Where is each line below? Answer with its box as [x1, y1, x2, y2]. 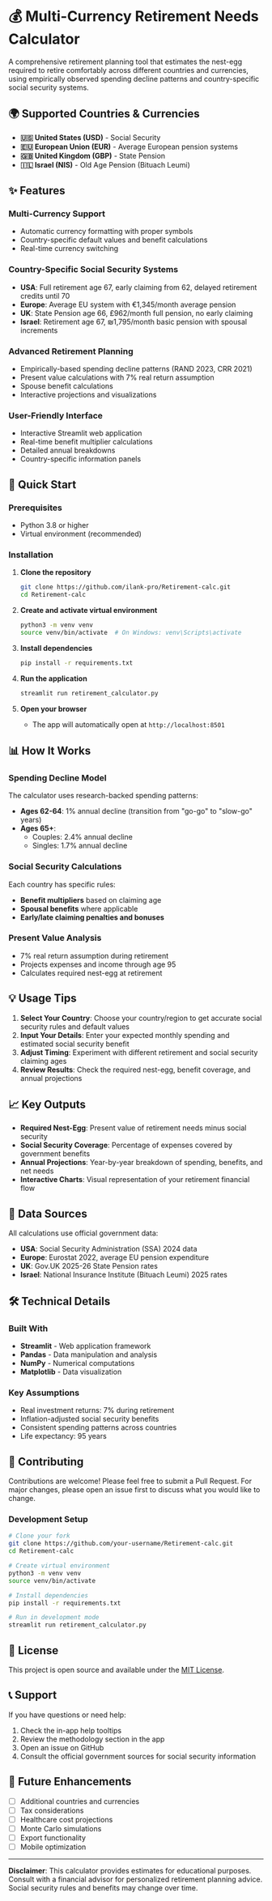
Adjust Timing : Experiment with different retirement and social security [19, 1047, 258, 1057]
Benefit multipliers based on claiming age [19, 895, 162, 904]
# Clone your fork [8, 1532, 70, 1540]
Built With [8, 1322, 49, 1333]
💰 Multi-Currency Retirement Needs [8, 7, 259, 26]
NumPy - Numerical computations [19, 1358, 135, 1367]
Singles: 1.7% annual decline [32, 840, 128, 851]
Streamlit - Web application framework [19, 1341, 151, 1350]
